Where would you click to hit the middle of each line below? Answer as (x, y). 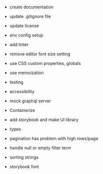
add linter (19, 45)
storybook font (24, 166)
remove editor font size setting (40, 54)
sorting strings (24, 157)
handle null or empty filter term (40, 148)
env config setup (26, 35)
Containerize (22, 110)
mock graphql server (30, 101)
